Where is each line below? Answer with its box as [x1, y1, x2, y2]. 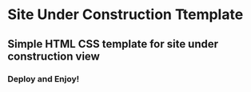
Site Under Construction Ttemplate [7, 6, 244, 24]
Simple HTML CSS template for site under [7, 37, 219, 51]
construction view [7, 49, 101, 63]
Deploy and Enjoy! [7, 73, 80, 84]
